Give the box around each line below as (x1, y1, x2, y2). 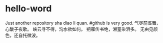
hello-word (5, 3, 52, 14)
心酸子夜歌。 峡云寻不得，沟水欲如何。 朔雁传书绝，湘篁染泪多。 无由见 (5, 26, 153, 32)
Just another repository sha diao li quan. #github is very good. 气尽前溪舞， (5, 20, 161, 26)
